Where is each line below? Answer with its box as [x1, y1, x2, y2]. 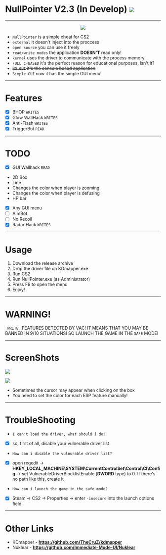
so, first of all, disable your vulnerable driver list [12, 441, 110, 447]
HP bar [12, 196, 27, 202]
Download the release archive [12, 260, 73, 266]
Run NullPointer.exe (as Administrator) [12, 276, 90, 282]
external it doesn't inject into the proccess [12, 39, 100, 45]
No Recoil [12, 216, 32, 222]
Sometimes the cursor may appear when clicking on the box [12, 387, 135, 393]
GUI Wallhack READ [12, 164, 50, 170]
